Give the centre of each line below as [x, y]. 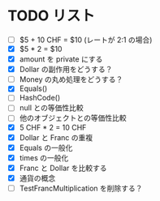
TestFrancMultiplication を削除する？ [81, 188]
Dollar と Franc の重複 [56, 137]
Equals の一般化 [46, 148]
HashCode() [40, 98]
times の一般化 [44, 157]
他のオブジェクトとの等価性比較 [73, 118]
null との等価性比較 [51, 108]
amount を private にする [61, 59]
